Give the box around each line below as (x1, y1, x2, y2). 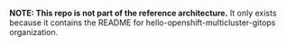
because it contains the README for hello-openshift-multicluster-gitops (9, 17, 276, 28)
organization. (9, 27, 59, 37)
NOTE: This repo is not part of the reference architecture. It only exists (9, 8, 277, 18)
